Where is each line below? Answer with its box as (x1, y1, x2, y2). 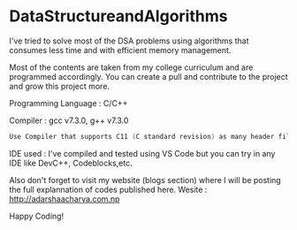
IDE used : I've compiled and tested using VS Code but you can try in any (9, 148, 276, 158)
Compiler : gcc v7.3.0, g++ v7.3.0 (9, 115, 129, 126)
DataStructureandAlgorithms (9, 6, 228, 27)
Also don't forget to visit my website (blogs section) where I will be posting (9, 174, 281, 185)
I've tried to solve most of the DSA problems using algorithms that (9, 35, 249, 46)
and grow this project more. (9, 80, 110, 91)
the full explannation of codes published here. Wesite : (9, 184, 208, 195)
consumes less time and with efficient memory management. (9, 44, 232, 55)
